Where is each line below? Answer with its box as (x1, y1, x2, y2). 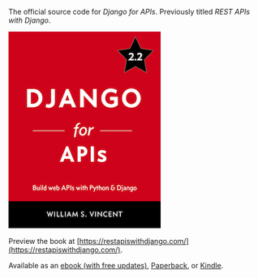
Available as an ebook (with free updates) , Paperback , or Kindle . (8, 261, 224, 270)
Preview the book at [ (8, 237, 80, 246)
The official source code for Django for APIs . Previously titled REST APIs (8, 7, 250, 16)
